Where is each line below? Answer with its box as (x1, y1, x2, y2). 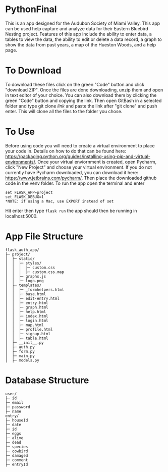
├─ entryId (5, 462, 28, 467)
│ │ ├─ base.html (5, 291, 46, 296)
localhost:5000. (5, 213, 38, 219)
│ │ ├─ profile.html (5, 327, 53, 332)
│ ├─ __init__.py (5, 340, 44, 345)
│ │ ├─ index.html (5, 313, 49, 319)
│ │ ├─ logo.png (5, 278, 44, 283)
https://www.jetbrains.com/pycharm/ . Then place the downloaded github (5, 175, 157, 181)
